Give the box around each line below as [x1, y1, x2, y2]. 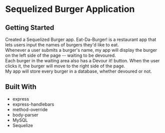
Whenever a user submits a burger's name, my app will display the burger [5, 47, 157, 53]
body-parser [12, 112, 38, 118]
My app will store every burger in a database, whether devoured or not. [5, 68, 152, 74]
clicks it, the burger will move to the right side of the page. [5, 63, 125, 69]
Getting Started [5, 23, 54, 32]
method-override [12, 106, 48, 113]
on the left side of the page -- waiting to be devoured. [5, 52, 116, 58]
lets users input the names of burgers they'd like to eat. [5, 42, 119, 48]
